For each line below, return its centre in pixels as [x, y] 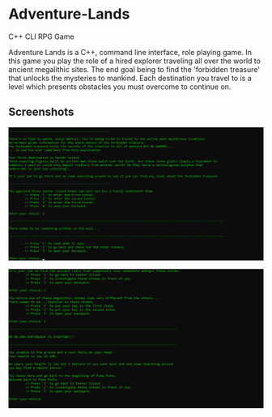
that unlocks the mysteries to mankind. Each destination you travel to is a [130, 78]
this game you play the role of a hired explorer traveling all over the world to [135, 61]
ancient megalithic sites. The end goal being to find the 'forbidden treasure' [134, 69]
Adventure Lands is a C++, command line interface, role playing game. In [130, 52]
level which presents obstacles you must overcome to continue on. [120, 87]
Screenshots [41, 112]
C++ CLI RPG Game [41, 36]
